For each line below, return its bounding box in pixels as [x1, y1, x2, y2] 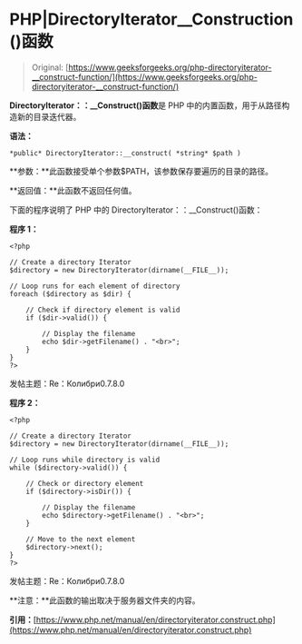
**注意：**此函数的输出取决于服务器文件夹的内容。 [9, 595, 201, 606]
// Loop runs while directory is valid [9, 455, 161, 464]
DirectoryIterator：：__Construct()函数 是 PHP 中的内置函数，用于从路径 [9, 100, 283, 111]
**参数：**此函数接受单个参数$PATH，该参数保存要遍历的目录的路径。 [9, 165, 274, 176]
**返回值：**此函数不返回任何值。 [9, 184, 138, 195]
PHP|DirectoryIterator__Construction [9, 9, 294, 30]
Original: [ [31, 62, 69, 73]
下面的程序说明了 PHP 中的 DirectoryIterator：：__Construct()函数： [9, 204, 263, 215]
